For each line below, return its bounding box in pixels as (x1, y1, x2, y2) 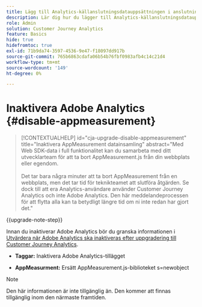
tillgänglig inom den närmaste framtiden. (6, 294, 106, 301)
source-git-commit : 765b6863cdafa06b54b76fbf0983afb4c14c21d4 (6, 54, 165, 60)
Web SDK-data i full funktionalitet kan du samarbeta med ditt (20, 147, 171, 154)
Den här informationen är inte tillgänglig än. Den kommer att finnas (6, 287, 171, 295)
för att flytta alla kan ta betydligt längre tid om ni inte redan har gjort (20, 198, 189, 205)
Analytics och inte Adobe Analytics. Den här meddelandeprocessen (20, 192, 189, 199)
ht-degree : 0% (6, 70, 42, 76)
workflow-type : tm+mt (6, 59, 61, 65)
